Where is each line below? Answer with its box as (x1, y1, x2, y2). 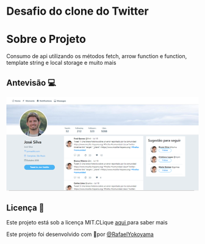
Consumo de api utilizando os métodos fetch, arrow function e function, (6, 53, 187, 60)
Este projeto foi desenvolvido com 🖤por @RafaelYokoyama (6, 231, 154, 238)
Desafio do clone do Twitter (6, 4, 149, 18)
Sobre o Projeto (6, 32, 87, 46)
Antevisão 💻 (6, 78, 57, 88)
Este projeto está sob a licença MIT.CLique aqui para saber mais (6, 219, 168, 226)
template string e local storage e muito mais (6, 59, 117, 67)
